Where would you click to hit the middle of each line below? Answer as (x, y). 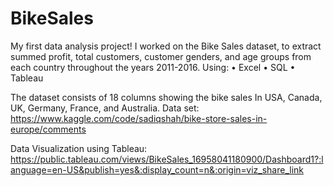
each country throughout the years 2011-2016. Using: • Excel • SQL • (153, 67)
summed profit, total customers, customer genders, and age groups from (161, 56)
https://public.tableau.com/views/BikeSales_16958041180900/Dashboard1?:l (167, 159)
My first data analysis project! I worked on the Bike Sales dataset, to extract (166, 46)
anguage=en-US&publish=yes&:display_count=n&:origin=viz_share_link (157, 169)
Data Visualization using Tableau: (79, 148)
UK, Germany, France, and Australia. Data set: (105, 108)
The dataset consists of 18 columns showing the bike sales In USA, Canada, (166, 97)
